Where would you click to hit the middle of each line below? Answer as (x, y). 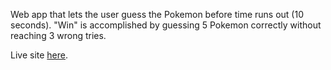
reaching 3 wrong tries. (58, 35)
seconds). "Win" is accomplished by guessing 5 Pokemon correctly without (166, 25)
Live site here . (39, 55)
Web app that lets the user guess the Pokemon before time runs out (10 (157, 14)
